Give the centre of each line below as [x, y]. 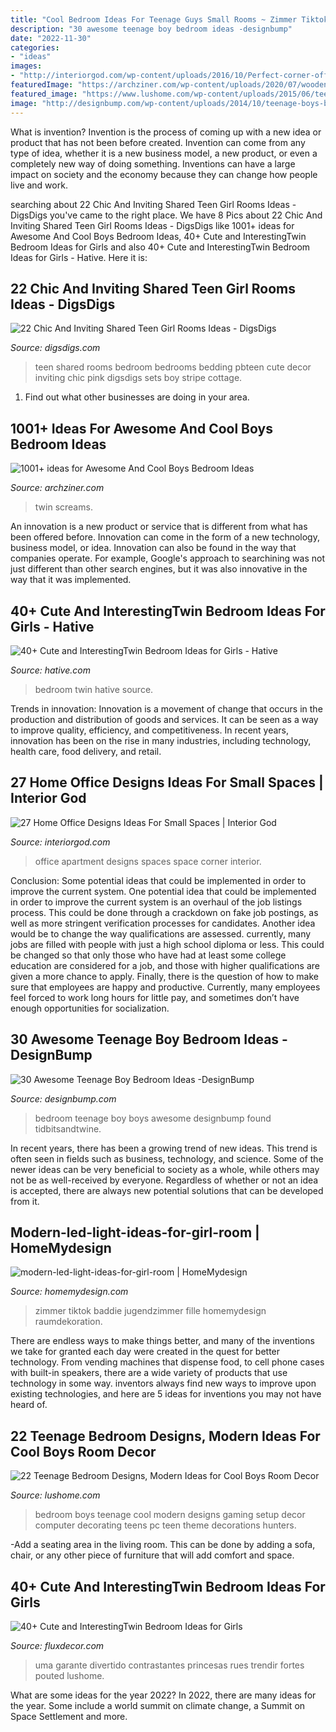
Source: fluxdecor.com [57, 1645]
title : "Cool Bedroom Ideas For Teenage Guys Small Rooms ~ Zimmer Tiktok [169, 19]
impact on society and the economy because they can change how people [164, 174]
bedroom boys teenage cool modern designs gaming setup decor [170, 1515]
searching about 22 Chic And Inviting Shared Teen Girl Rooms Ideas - [153, 204]
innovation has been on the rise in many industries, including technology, [161, 740]
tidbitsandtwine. [68, 1128]
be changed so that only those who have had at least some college [148, 955]
